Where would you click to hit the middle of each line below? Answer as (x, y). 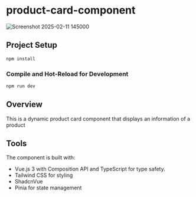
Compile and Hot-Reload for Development (67, 74)
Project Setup (32, 45)
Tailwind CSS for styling (44, 175)
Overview (24, 105)
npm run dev (21, 86)
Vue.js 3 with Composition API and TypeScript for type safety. (90, 169)
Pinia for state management (48, 188)
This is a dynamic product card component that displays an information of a (98, 119)
